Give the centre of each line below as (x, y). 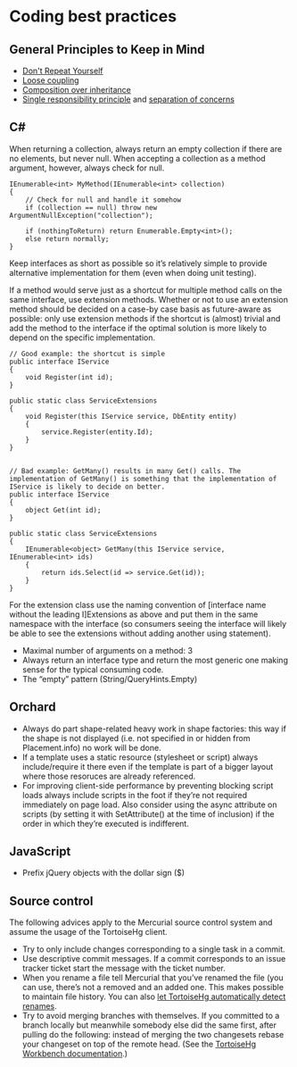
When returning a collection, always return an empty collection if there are (146, 148)
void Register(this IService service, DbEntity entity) (132, 416)
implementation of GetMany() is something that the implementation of (143, 479)
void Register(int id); (70, 377)
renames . (39, 1006)
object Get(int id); (63, 510)
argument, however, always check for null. (87, 168)
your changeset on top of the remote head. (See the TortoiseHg (139, 1044)
